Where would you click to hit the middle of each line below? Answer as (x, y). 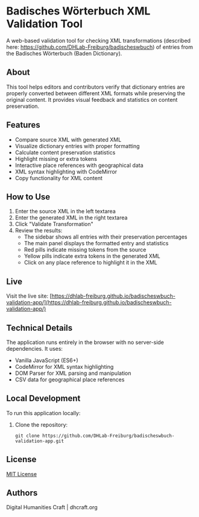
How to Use (28, 197)
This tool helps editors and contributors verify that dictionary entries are (96, 87)
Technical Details (39, 327)
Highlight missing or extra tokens (56, 158)
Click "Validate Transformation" (54, 224)
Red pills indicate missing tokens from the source (85, 250)
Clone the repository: (41, 425)
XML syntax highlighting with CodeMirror (66, 171)
